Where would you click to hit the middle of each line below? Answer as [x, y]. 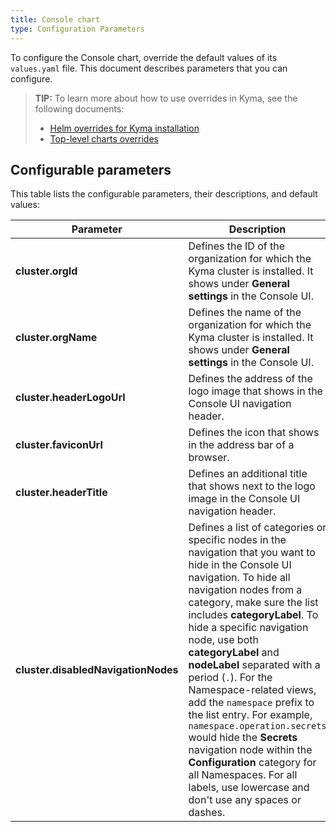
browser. [209, 458]
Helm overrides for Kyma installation [124, 128]
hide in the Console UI [240, 565]
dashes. [207, 813]
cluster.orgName [56, 338]
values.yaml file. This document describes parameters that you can [149, 68]
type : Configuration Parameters [77, 29]
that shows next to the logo [252, 486]
